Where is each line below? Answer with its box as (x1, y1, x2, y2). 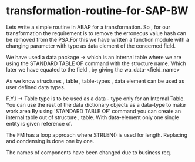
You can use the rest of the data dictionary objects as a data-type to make (6, 101, 186, 108)
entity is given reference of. (6, 120, 73, 127)
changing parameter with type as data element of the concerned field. (6, 42, 176, 49)
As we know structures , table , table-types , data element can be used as (6, 77, 185, 85)
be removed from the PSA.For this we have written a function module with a (6, 36, 189, 43)
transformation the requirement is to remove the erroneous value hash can (6, 29, 187, 36)
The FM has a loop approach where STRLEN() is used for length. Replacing (6, 131, 188, 139)
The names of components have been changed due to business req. (6, 148, 172, 156)
